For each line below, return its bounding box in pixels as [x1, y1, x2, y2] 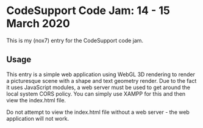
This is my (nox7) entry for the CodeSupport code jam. [6, 37, 144, 44]
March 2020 [6, 16, 70, 30]
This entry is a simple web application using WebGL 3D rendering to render [6, 71, 195, 78]
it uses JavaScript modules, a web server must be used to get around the [6, 84, 191, 91]
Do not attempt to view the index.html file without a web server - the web [6, 108, 190, 116]
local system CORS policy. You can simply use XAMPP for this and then [6, 90, 186, 98]
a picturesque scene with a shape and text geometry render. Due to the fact [6, 77, 197, 84]
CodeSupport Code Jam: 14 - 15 [6, 4, 171, 18]
